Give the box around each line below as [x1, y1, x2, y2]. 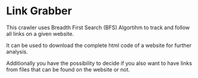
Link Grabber [6, 4, 72, 18]
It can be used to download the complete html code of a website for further [6, 42, 192, 49]
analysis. [6, 48, 28, 55]
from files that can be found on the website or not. [6, 65, 130, 73]
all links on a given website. [6, 30, 74, 37]
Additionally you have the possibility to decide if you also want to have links [6, 60, 193, 67]
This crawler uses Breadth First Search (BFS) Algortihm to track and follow [6, 24, 190, 31]
